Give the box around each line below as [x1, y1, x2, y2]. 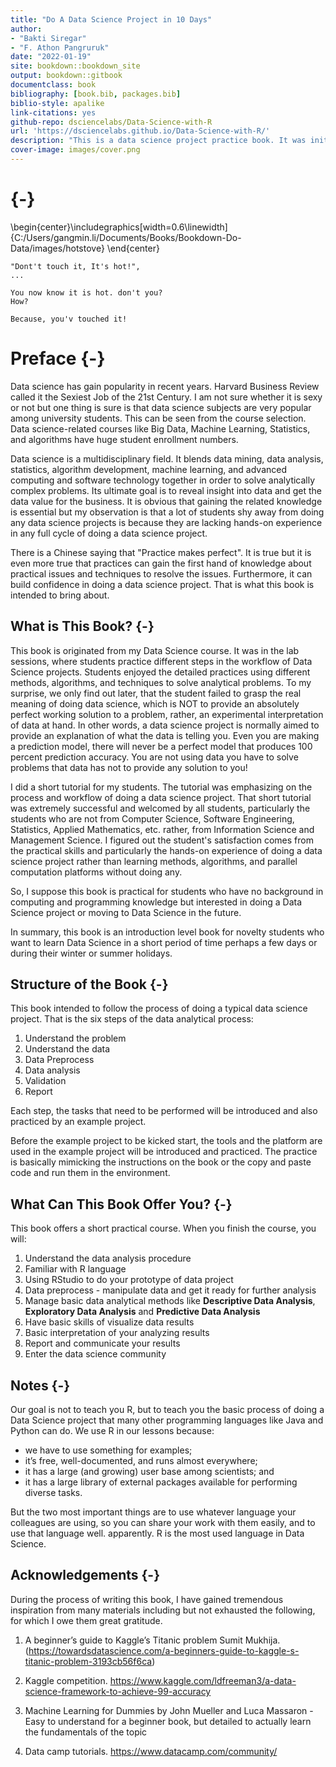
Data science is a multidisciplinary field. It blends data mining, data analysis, [10, 452, 324, 465]
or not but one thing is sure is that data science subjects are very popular [10, 401, 312, 413]
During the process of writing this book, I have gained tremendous [10, 1593, 284, 1605]
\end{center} [106, 242, 160, 254]
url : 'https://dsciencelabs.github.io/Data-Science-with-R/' [10, 126, 271, 136]
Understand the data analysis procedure [24, 1252, 192, 1265]
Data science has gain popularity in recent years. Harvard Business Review [10, 380, 320, 392]
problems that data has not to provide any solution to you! [10, 761, 248, 773]
